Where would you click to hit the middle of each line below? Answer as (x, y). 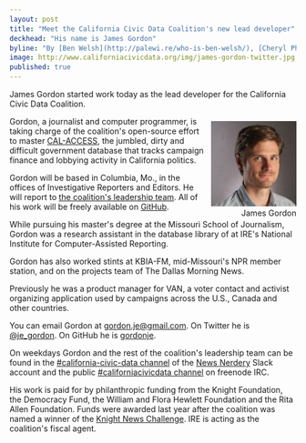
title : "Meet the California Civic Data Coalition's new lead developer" (153, 29)
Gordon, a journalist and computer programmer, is (103, 121)
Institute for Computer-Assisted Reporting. (89, 244)
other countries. (40, 308)
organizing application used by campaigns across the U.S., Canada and (143, 298)
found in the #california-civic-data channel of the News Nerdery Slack (141, 362)
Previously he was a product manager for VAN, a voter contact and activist (149, 288)
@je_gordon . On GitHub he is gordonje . (83, 335)
